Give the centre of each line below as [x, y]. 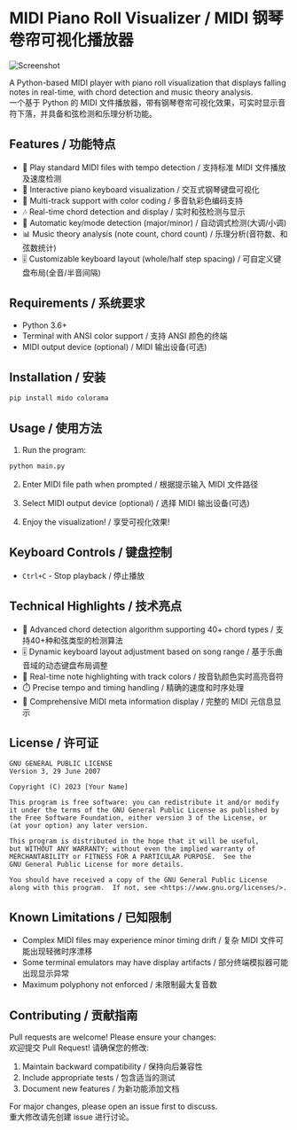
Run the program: [54, 450]
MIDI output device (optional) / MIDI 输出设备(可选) [114, 347]
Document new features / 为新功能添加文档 [101, 1088]
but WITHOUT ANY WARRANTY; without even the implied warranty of [132, 849]
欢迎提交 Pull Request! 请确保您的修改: [79, 1048]
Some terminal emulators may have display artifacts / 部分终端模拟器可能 [155, 962]
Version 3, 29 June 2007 [55, 772]
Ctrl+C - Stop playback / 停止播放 [83, 575]
